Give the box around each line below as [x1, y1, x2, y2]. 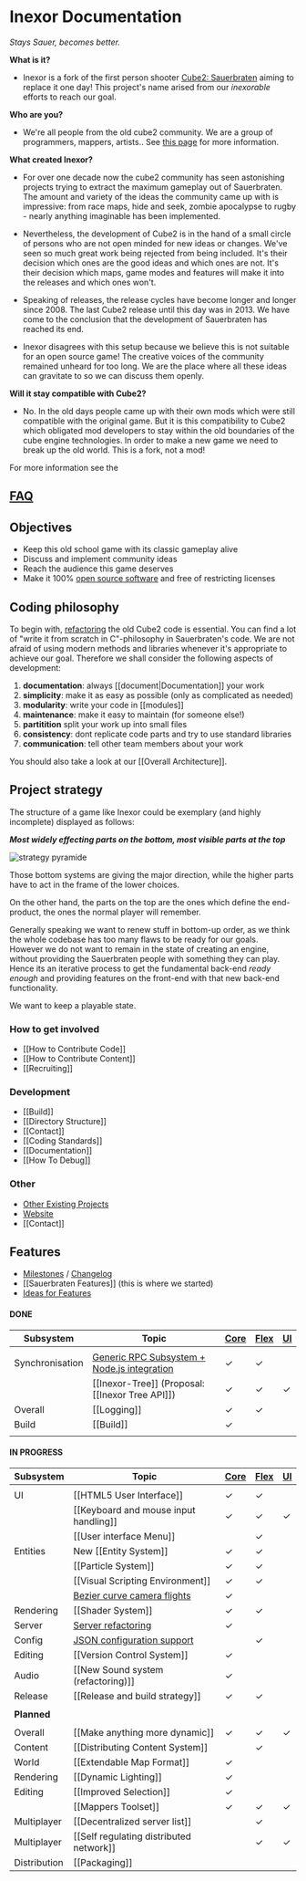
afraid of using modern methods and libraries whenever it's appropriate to [9, 643, 288, 653]
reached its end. [22, 323, 85, 334]
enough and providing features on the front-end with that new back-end [9, 972, 280, 983]
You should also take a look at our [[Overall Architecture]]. [9, 756, 228, 767]
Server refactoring [72, 1618, 152, 1631]
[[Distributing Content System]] [72, 1740, 209, 1753]
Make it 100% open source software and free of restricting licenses [22, 573, 276, 584]
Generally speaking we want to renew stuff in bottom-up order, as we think [9, 924, 291, 935]
